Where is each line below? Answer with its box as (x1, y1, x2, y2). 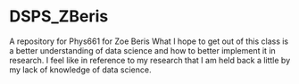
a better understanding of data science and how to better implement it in (9, 45, 277, 55)
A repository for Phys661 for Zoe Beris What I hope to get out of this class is (9, 36, 289, 46)
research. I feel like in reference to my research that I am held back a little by (9, 55, 291, 65)
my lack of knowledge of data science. (9, 64, 152, 75)
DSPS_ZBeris (9, 6, 109, 27)
